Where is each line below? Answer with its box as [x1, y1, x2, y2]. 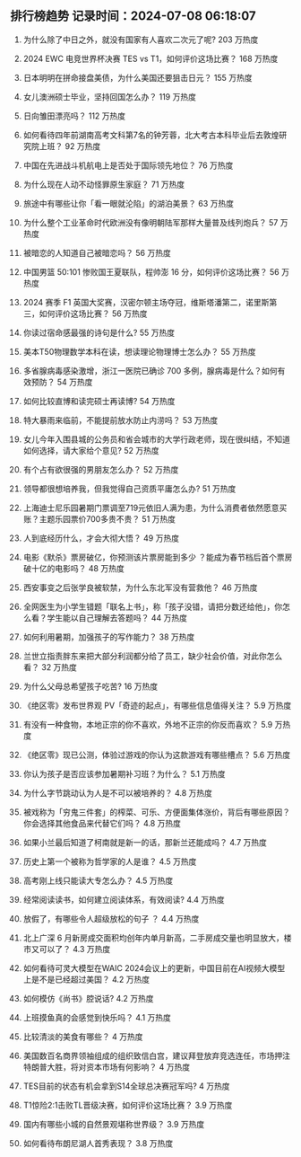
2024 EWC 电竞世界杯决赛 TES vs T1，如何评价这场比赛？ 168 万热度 [22, 53, 279, 64]
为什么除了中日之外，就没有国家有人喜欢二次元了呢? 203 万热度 [22, 34, 259, 45]
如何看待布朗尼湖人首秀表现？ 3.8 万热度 [22, 1137, 174, 1148]
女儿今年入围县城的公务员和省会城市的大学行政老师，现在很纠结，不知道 [22, 434, 290, 445]
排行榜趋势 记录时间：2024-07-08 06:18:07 [10, 8, 256, 24]
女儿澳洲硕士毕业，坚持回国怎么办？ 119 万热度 [22, 91, 196, 102]
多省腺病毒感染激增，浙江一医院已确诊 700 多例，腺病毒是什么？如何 [22, 365, 279, 375]
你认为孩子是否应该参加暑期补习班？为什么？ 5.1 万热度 [22, 768, 227, 779]
